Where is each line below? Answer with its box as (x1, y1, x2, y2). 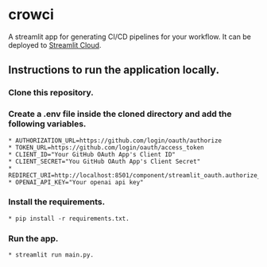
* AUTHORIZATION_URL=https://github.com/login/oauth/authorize (8, 137, 222, 145)
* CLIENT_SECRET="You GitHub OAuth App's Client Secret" (8, 157, 201, 165)
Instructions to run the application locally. (8, 64, 220, 77)
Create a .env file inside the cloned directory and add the (8, 109, 232, 120)
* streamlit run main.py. (8, 251, 94, 259)
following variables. (8, 118, 87, 130)
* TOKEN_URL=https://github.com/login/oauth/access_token (8, 143, 204, 152)
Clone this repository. (8, 87, 94, 99)
